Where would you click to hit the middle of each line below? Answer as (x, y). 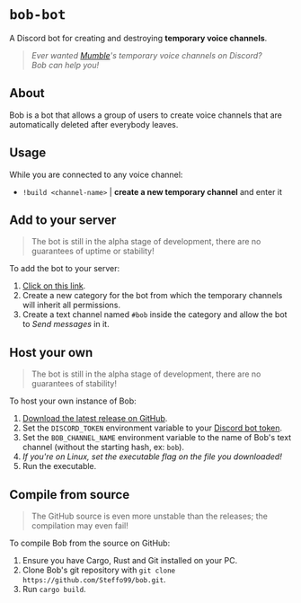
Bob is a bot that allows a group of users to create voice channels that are (146, 115)
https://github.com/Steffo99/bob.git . (94, 580)
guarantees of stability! (74, 384)
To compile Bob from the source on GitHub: (90, 543)
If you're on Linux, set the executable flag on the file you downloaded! (152, 457)
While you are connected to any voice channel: (96, 174)
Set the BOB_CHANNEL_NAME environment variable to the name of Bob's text (157, 438)
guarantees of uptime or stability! (93, 251)
